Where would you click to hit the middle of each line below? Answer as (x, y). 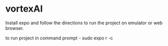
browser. (15, 28)
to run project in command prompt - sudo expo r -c (59, 38)
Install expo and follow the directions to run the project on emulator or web (84, 23)
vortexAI (24, 9)
